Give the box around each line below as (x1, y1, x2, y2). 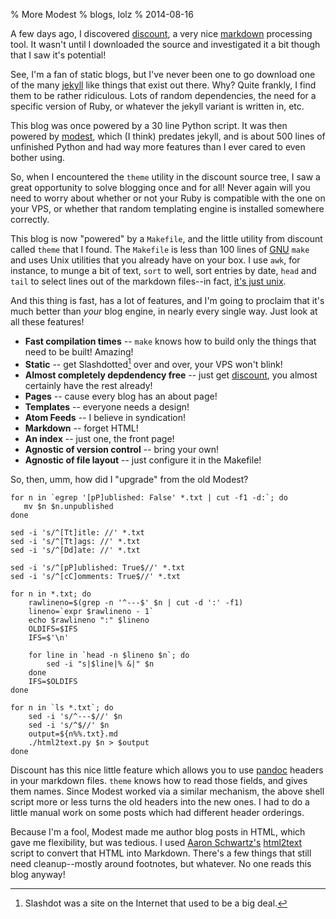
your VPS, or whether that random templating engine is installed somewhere (10, 203, 325, 214)
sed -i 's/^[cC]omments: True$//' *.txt (10, 571, 182, 581)
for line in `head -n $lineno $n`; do (28, 650, 190, 660)
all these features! (10, 316, 85, 328)
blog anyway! (10, 868, 66, 880)
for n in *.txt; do (10, 589, 92, 599)
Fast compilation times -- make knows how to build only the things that (24, 335, 317, 347)
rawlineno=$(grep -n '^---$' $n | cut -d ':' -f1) (28, 597, 244, 608)
